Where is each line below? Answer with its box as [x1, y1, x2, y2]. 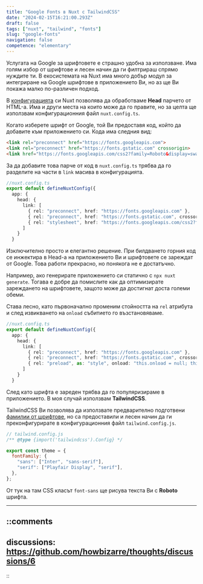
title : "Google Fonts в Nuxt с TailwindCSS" [6, 8, 120, 15]
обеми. [6, 291, 25, 299]
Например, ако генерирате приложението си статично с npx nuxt [6, 272, 176, 279]
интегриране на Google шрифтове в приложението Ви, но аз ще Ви [6, 78, 179, 85]
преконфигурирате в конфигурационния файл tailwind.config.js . [6, 419, 176, 426]
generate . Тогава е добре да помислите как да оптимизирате [6, 278, 164, 285]
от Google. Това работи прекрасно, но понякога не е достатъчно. [6, 260, 176, 267]
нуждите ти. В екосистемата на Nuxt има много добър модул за [6, 72, 172, 79]
